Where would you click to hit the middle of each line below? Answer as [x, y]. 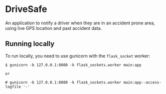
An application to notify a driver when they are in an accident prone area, [80, 23]
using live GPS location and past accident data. [54, 28]
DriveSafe [26, 9]
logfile [13, 87]
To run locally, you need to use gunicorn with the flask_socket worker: [78, 56]
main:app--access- [143, 82]
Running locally [30, 44]
